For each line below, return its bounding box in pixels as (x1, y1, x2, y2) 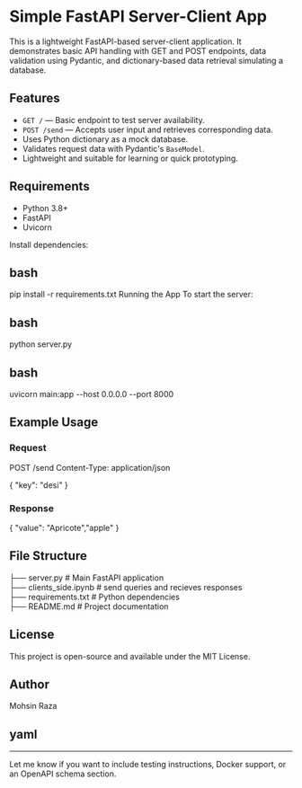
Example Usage (9, 415, 99, 430)
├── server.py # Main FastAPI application (9, 572, 164, 583)
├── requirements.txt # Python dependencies (9, 591, 180, 602)
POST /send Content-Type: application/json (9, 462, 171, 473)
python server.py (9, 339, 73, 350)
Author (9, 677, 49, 692)
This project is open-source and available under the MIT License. (9, 651, 251, 661)
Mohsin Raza (9, 701, 58, 712)
